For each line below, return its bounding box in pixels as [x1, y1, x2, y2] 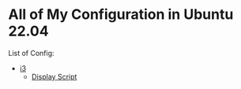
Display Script [31, 72, 77, 81]
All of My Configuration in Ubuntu [8, 6, 234, 24]
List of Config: [8, 48, 55, 57]
